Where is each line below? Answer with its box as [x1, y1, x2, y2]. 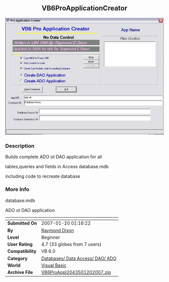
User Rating [7, 241, 33, 247]
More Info [5, 186, 30, 193]
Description [5, 142, 35, 149]
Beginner [41, 234, 60, 240]
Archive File [7, 269, 33, 275]
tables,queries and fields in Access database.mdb [5, 164, 109, 170]
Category [7, 255, 28, 261]
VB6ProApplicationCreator [41, 4, 128, 13]
